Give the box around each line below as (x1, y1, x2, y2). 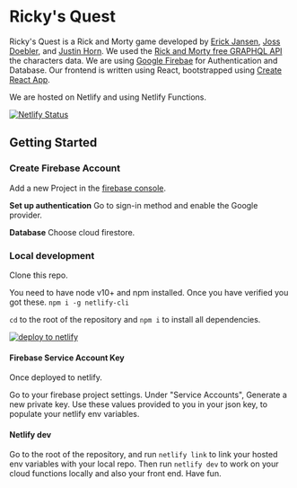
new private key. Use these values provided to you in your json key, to (9, 399, 267, 410)
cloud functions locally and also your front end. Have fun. (9, 468, 222, 479)
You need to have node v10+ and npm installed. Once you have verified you (9, 287, 289, 297)
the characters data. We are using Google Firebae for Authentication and (9, 55, 278, 66)
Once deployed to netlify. (9, 372, 103, 383)
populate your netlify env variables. (9, 409, 140, 420)
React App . (9, 74, 51, 84)
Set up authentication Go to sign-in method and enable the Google (9, 200, 258, 210)
